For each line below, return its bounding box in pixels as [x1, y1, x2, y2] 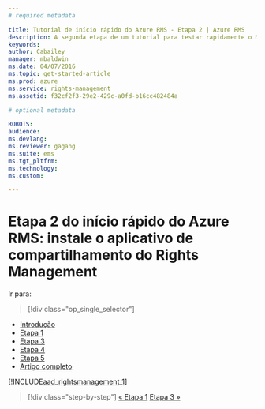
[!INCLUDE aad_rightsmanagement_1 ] [8, 377, 128, 387]
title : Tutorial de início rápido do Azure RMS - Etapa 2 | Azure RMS [8, 25, 245, 34]
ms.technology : [8, 164, 58, 172]
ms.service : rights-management [8, 84, 111, 92]
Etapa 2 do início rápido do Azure [8, 212, 230, 231]
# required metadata [8, 11, 77, 20]
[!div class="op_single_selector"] [27, 305, 136, 314]
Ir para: [8, 289, 32, 298]
